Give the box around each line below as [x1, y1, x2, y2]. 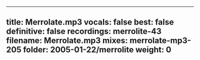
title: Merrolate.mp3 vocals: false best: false [6, 17, 174, 27]
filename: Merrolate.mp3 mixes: [6, 36, 128, 46]
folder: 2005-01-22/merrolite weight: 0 [23, 45, 171, 55]
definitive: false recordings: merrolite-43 [6, 26, 162, 36]
